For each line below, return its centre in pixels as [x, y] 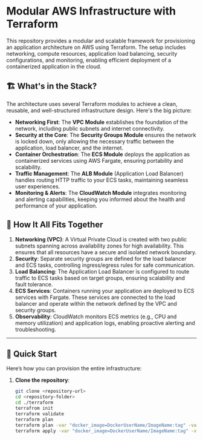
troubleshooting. [35, 329]
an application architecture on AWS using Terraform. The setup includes [96, 47]
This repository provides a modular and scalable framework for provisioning [101, 41]
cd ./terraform [34, 403]
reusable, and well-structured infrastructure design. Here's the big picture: [99, 110]
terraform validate [40, 414]
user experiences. [37, 186]
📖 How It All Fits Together [55, 225]
